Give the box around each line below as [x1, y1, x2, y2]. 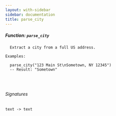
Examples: [5, 54, 26, 59]
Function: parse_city [5, 32, 49, 38]
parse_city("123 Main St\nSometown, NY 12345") [10, 63, 112, 68]
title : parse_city [5, 17, 44, 22]
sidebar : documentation [5, 12, 55, 17]
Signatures [5, 91, 28, 97]
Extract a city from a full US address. [10, 45, 96, 50]
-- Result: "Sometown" [10, 67, 57, 72]
